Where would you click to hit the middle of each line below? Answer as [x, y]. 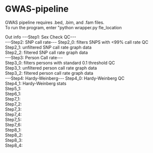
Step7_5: [13, 119]
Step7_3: [13, 109]
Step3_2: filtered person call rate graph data [49, 73]
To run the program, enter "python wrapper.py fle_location [63, 27]
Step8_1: [13, 130]
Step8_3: [14, 140]
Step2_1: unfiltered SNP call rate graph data [48, 47]
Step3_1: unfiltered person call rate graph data [51, 68]
